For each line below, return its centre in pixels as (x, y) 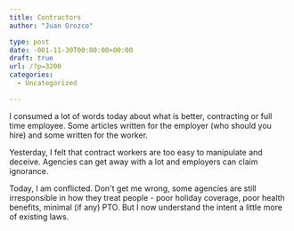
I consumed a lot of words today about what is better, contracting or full (141, 115)
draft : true (31, 59)
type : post (29, 42)
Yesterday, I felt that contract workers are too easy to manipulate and (136, 152)
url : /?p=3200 (36, 67)
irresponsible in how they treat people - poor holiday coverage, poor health (147, 197)
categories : (31, 75)
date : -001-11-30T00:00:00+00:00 (71, 50)
